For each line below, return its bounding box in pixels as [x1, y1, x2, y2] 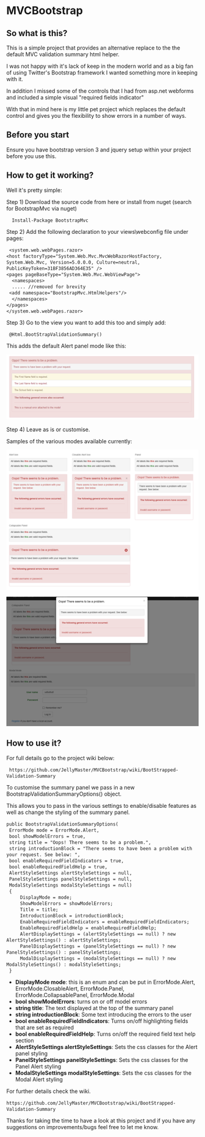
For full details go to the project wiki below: [6, 754, 115, 761]
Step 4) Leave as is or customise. [6, 426, 90, 433]
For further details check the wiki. [6, 1088, 91, 1095]
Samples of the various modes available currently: [6, 437, 132, 445]
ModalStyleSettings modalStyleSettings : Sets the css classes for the [15, 1069, 192, 1077]
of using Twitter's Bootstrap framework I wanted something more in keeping [6, 69, 198, 76]
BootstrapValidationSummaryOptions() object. [6, 790, 122, 797]
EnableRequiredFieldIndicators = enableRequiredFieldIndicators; [20, 918, 190, 925]
